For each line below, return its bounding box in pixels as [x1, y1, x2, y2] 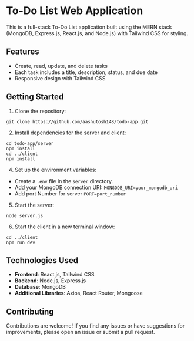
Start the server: [14, 201, 55, 208]
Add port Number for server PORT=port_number [14, 190, 126, 197]
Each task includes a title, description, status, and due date [14, 69, 158, 76]
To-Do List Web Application [6, 4, 143, 18]
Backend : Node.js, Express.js [14, 277, 86, 284]
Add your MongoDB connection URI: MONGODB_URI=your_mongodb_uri [14, 184, 178, 191]
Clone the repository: [14, 107, 66, 114]
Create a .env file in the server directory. [14, 177, 113, 184]
